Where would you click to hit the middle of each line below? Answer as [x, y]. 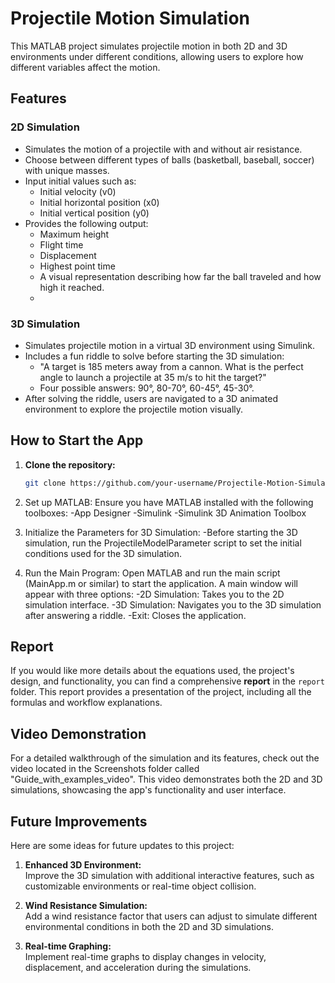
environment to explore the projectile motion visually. [134, 409]
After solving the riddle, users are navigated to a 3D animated [151, 398]
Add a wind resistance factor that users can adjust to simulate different [171, 916]
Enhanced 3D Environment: [83, 865]
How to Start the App [77, 440]
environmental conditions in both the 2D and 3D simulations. [149, 927]
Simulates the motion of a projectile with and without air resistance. [163, 149]
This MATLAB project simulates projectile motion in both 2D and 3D [149, 46]
